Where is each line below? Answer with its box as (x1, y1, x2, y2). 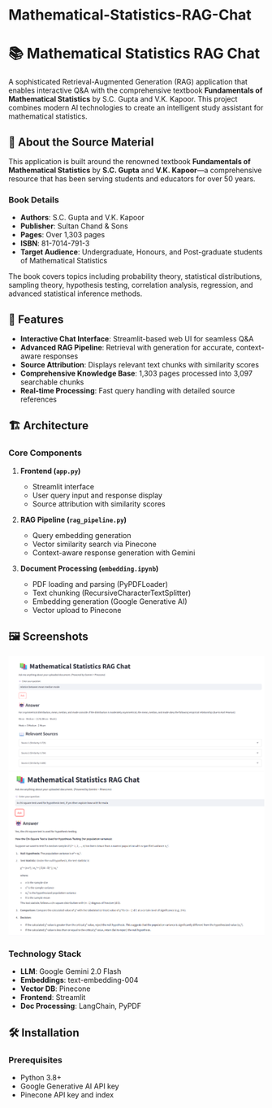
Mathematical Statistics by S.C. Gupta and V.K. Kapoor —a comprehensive (8, 165, 262, 175)
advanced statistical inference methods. (8, 289, 143, 298)
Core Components (8, 447, 83, 458)
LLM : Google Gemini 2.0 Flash (19, 967, 122, 976)
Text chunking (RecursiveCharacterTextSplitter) (32, 588, 192, 597)
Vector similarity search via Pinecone (32, 539, 157, 549)
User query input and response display (32, 490, 162, 500)
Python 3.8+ (19, 1073, 63, 1083)
